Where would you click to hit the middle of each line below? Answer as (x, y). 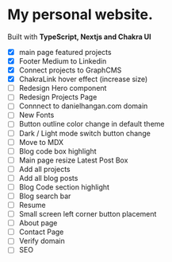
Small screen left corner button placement (88, 214)
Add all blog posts (48, 178)
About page (38, 223)
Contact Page (41, 232)
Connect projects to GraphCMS (70, 70)
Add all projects (44, 169)
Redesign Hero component (63, 88)
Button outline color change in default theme (92, 124)
